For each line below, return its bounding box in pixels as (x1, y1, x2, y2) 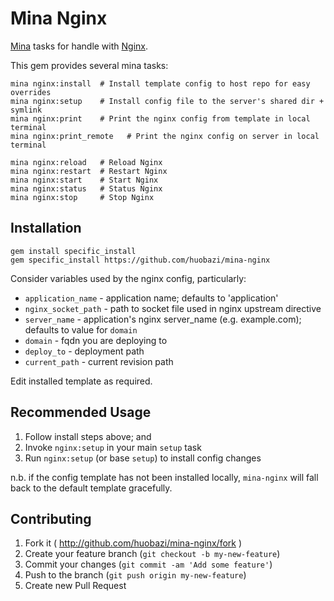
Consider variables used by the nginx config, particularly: (10, 272, 247, 284)
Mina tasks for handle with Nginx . (10, 40, 149, 52)
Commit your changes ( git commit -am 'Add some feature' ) (24, 558, 273, 571)
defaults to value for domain (24, 323, 138, 336)
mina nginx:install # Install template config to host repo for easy (10, 78, 311, 89)
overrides (10, 87, 52, 97)
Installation (10, 220, 82, 237)
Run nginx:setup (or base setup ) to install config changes (24, 452, 262, 464)
